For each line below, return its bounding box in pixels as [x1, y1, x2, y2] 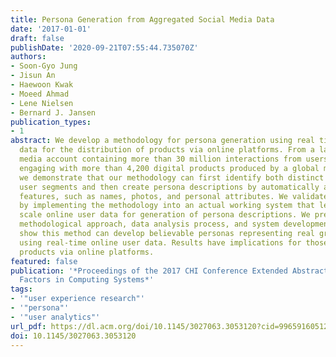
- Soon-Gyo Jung [10, 61, 78, 71]
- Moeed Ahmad [10, 89, 70, 99]
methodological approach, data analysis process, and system [19, 219, 280, 230]
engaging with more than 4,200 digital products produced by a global [19, 163, 320, 173]
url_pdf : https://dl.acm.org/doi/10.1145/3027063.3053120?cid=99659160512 [10, 321, 329, 331]
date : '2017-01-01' [10, 24, 92, 34]
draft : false [10, 33, 65, 43]
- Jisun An [10, 71, 56, 81]
